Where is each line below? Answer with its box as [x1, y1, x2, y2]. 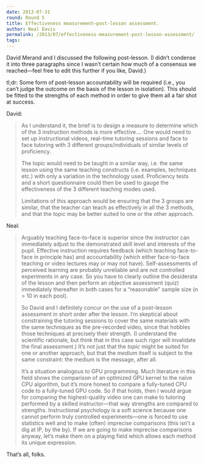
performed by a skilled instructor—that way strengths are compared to [21, 400, 199, 407]
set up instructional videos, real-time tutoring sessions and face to [21, 135, 188, 142]
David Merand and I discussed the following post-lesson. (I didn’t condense [6, 54, 196, 61]
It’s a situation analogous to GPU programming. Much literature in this [21, 368, 196, 375]
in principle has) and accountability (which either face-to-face [33, 254, 190, 260]
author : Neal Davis [6, 26, 56, 32]
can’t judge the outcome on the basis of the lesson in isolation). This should [6, 85, 196, 92]
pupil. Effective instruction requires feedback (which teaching [21, 247, 176, 254]
